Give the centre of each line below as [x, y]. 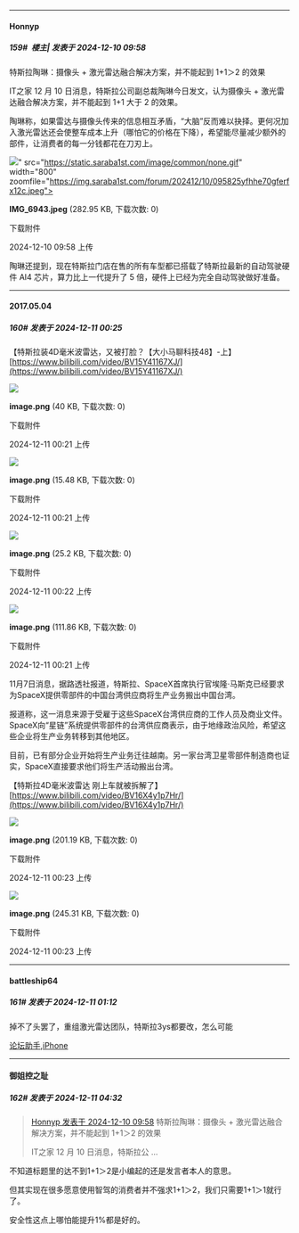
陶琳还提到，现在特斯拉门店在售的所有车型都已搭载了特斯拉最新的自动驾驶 [145, 266]
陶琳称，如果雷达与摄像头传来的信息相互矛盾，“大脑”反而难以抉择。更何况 [145, 120]
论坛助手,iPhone [39, 1045]
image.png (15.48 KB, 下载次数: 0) [72, 480]
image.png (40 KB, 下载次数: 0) [68, 407]
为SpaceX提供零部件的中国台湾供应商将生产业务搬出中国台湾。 [125, 695]
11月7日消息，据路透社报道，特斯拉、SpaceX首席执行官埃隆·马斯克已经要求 [147, 684]
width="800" [33, 171]
